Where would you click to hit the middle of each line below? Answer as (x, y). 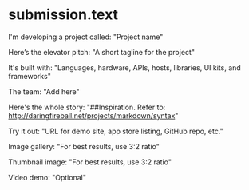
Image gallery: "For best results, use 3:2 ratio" (84, 146)
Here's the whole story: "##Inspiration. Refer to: (87, 107)
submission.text (63, 15)
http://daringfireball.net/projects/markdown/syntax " (93, 115)
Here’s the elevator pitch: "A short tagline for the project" (102, 52)
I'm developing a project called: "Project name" (86, 37)
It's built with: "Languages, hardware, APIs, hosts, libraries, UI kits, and (125, 67)
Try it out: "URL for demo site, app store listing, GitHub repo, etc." (116, 131)
